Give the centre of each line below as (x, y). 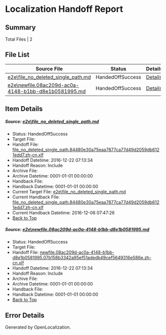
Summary (21, 27)
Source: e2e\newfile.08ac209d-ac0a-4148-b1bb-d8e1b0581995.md (77, 229)
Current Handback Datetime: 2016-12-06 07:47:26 (63, 213)
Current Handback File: (36, 197)
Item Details (24, 109)
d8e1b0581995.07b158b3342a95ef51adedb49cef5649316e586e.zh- (82, 258)
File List (17, 55)
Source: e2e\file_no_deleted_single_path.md (52, 121)
